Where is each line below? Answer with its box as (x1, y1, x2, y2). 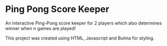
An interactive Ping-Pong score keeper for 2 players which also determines (5, 20, 162, 26)
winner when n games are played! (5, 25, 76, 31)
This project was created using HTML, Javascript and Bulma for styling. (5, 35, 155, 41)
